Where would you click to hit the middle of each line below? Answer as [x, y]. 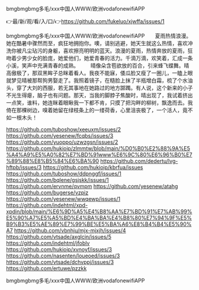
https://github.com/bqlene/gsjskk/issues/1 [58, 180]
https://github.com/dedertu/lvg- [139, 161]
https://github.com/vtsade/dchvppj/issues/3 [60, 262]
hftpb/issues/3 [24, 167]
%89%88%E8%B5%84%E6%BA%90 [53, 161]
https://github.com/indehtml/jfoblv [48, 243]
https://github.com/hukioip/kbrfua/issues [93, 167]
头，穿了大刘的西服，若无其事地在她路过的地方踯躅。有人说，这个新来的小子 [99, 88]
